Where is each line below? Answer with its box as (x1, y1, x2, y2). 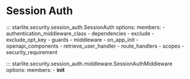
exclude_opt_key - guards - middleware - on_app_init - (6, 36, 139, 43)
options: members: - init (6, 66, 65, 73)
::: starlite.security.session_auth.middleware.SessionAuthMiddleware (6, 60, 172, 67)
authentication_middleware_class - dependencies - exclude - (6, 29, 155, 37)
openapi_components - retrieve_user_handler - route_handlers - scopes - (6, 42, 184, 50)
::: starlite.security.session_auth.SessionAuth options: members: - (6, 24, 165, 31)
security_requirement (6, 48, 58, 55)
